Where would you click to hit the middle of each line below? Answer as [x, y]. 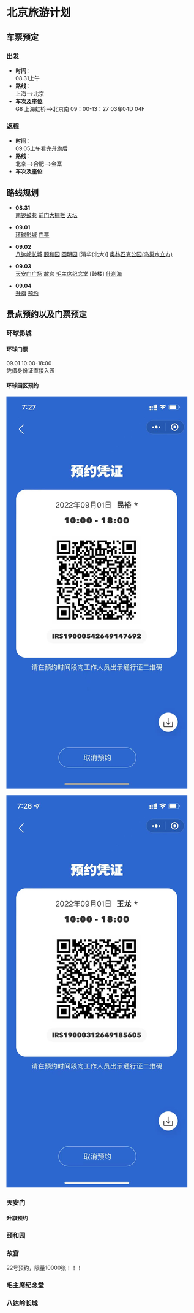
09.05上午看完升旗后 [41, 148]
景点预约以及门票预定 [47, 314]
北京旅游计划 [39, 13]
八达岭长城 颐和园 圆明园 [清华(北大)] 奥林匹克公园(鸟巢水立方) [94, 254]
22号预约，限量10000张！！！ [44, 1268]
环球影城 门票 [32, 234]
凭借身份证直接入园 [31, 370]
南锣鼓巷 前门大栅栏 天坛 [46, 215]
